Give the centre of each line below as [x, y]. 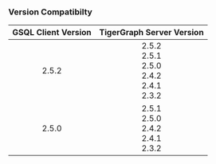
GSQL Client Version [52, 33]
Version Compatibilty [51, 12]
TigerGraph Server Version [152, 33]
